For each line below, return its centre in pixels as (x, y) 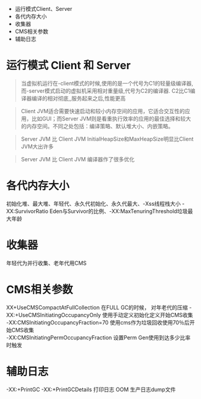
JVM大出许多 (37, 146)
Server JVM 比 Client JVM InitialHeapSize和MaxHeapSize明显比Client (107, 139)
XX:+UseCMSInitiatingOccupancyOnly (54, 315)
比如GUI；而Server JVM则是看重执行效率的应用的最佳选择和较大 (111, 119)
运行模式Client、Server (43, 9)
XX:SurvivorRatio (27, 211)
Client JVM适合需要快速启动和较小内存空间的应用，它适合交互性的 (103, 111)
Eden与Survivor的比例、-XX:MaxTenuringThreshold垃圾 (118, 211)
